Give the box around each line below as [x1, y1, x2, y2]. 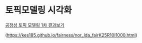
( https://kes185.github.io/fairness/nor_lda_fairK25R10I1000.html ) [5, 32, 137, 38]
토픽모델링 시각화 [5, 4, 72, 16]
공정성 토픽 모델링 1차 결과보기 [5, 22, 64, 28]
